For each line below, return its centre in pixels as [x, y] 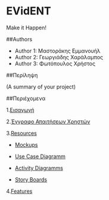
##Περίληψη [22, 75]
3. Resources [21, 133]
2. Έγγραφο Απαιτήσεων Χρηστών [48, 122]
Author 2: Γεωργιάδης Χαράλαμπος [59, 57]
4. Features [19, 191]
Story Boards [31, 179]
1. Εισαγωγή [20, 110]
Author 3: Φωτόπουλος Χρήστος [55, 63]
